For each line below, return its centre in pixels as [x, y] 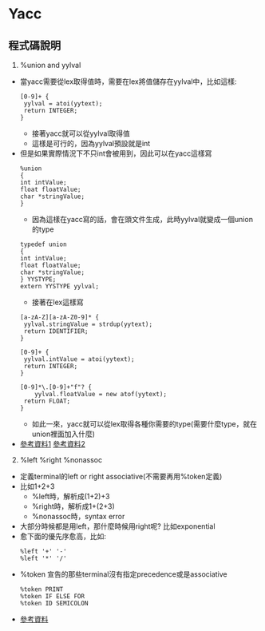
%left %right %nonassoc [61, 460]
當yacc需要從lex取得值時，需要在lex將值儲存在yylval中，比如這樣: [128, 81]
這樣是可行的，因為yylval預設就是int [91, 143]
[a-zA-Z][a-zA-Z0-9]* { [59, 317]
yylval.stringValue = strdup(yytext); [88, 324]
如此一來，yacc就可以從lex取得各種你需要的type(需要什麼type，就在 [144, 424]
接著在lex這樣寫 [57, 302]
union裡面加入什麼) [63, 434]
